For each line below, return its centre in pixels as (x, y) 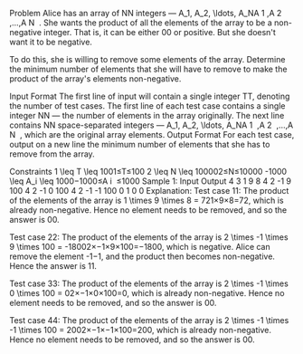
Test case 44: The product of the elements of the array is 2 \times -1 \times (149, 320)
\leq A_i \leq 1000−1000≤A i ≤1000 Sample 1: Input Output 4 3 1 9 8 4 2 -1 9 (151, 181)
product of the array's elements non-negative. (95, 79)
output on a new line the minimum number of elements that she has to (140, 144)
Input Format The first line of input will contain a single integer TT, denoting (150, 96)
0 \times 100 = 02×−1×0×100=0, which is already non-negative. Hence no (147, 293)
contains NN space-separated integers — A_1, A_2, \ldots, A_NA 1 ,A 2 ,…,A (151, 125)
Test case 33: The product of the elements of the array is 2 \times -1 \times (149, 283)
